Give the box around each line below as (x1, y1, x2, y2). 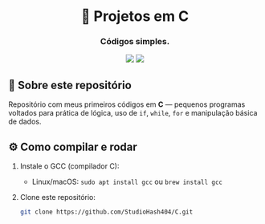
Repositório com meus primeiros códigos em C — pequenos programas (8, 100, 246, 109)
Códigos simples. (100, 36, 170, 47)
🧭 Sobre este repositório (8, 78, 132, 92)
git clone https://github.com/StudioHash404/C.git (19, 208, 194, 216)
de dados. (8, 116, 42, 127)
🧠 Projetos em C (80, 7, 190, 26)
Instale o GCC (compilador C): (19, 161, 120, 171)
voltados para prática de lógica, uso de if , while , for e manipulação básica (8, 108, 258, 118)
